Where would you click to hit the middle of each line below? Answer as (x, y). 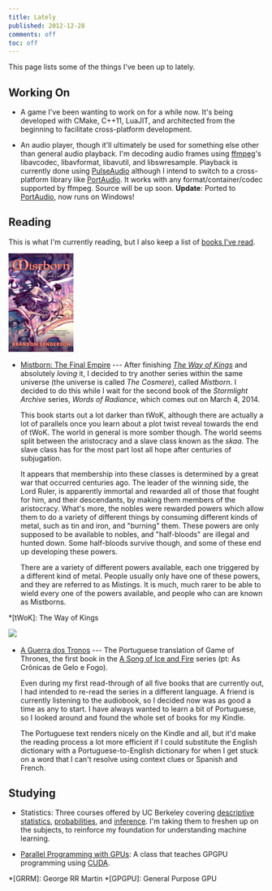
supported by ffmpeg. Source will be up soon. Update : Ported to (128, 188)
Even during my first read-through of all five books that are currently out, (142, 683)
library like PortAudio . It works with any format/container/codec (156, 179)
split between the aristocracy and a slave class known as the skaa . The (139, 441)
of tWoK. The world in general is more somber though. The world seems (141, 432)
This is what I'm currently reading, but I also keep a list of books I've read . (132, 242)
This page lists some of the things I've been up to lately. (102, 67)
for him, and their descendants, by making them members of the (128, 500)
